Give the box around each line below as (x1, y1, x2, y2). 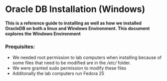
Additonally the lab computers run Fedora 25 (12, 70, 105, 76)
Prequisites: (5, 43, 35, 50)
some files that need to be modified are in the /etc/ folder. (12, 60, 131, 66)
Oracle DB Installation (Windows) (5, 3, 146, 15)
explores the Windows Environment (5, 30, 81, 36)
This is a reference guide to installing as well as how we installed (5, 20, 142, 26)
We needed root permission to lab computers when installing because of (12, 54, 162, 60)
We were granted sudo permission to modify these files (12, 65, 127, 71)
